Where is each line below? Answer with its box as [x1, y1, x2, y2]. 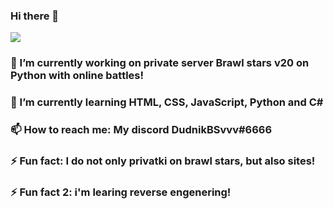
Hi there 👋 [10, 9, 60, 23]
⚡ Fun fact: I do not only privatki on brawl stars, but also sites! [10, 154, 316, 168]
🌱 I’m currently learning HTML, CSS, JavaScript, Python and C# [10, 95, 324, 109]
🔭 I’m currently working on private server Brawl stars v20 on [10, 56, 310, 70]
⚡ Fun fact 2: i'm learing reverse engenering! [10, 185, 232, 199]
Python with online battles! [10, 69, 145, 83]
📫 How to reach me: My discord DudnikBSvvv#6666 [10, 123, 273, 137]
